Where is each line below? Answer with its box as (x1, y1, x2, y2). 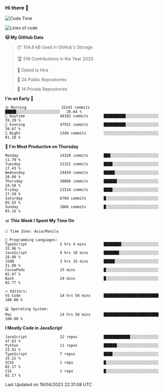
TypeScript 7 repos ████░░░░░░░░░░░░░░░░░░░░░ (5, 352, 159, 357)
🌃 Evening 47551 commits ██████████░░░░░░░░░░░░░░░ (5, 122, 159, 127)
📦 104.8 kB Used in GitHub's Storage (17, 44, 93, 50)
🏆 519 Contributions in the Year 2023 (17, 56, 94, 62)
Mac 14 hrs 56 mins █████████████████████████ (5, 312, 159, 317)
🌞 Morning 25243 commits (5, 105, 90, 110)
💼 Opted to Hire (17, 67, 49, 73)
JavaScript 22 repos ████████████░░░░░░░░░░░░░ (5, 335, 159, 340)
